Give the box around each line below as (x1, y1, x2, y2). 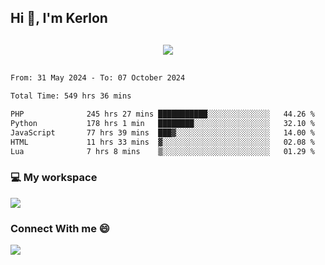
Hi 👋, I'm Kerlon (10, 10, 108, 27)
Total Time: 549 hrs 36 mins (10, 91, 132, 101)
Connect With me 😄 (10, 221, 110, 235)
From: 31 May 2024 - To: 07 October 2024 (10, 73, 186, 83)
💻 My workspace (10, 171, 98, 185)
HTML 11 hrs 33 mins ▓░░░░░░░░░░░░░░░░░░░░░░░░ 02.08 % (10, 137, 315, 147)
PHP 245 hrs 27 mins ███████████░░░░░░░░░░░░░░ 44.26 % (10, 109, 315, 120)
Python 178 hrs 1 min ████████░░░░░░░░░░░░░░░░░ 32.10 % (10, 119, 315, 129)
